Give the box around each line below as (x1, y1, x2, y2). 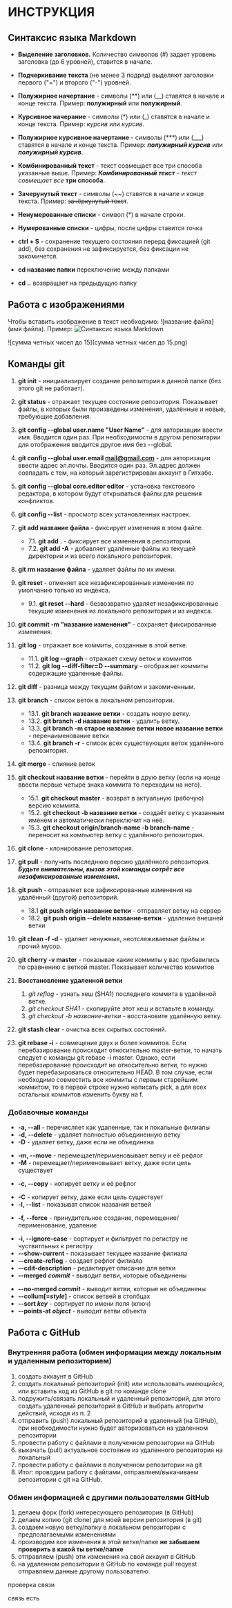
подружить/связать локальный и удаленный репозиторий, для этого (17, 1394, 221, 1402)
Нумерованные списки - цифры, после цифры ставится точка (17, 224, 203, 232)
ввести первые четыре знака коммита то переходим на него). (17, 780, 202, 789)
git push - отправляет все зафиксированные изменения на (17, 885, 193, 894)
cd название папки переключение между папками (17, 265, 170, 274)
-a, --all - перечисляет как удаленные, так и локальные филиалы (17, 1123, 210, 1131)
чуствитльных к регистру (17, 1241, 93, 1250)
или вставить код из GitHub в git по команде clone (17, 1387, 166, 1395)
